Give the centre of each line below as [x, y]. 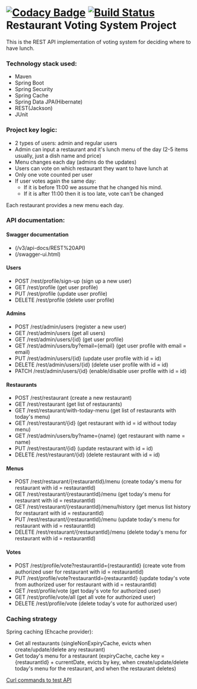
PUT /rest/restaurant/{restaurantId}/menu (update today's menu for [97, 519]
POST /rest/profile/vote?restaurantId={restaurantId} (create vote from [100, 565]
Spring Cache [31, 96]
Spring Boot [29, 83]
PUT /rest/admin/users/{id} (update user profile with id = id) [88, 358]
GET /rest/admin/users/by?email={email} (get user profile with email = [101, 346]
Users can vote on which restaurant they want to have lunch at [91, 168]
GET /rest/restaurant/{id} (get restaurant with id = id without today [96, 423]
